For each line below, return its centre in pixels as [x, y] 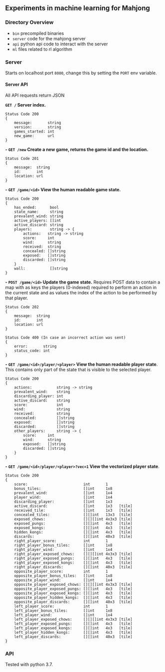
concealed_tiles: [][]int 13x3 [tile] [74, 515]
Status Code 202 [22, 307]
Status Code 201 [22, 159]
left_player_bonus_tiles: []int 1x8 [63, 611]
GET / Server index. [26, 105]
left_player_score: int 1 [61, 606]
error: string [35, 346]
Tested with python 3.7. [29, 665]
